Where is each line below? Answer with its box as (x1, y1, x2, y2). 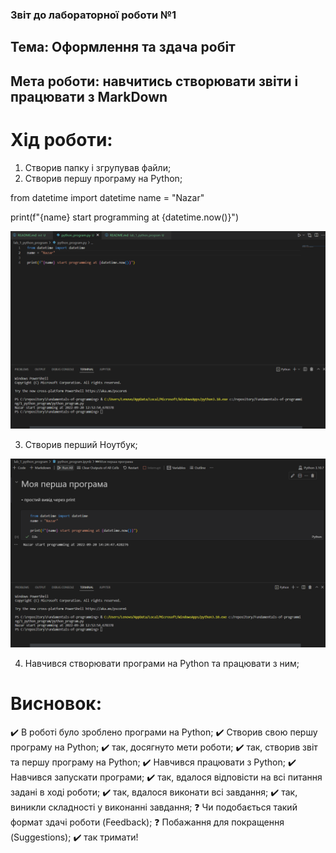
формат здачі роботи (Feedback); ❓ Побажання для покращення (10, 816, 285, 828)
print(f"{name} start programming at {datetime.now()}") (10, 211, 239, 223)
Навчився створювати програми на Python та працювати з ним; (24, 657, 300, 669)
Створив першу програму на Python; (24, 172, 183, 184)
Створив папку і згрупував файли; (24, 161, 172, 173)
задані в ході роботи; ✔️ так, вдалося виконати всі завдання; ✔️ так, (10, 786, 298, 798)
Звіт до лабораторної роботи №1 (10, 8, 177, 22)
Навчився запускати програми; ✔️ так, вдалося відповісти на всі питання (10, 771, 323, 783)
